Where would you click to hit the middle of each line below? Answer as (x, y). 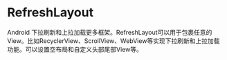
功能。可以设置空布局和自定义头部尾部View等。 (75, 49)
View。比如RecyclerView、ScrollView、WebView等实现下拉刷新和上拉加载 (113, 41)
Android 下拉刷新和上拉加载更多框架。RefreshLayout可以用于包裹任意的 (110, 32)
